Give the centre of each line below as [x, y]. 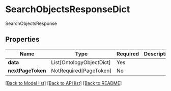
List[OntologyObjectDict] [81, 62]
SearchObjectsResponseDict [68, 9]
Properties [22, 39]
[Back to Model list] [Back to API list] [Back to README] [64, 83]
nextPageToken [27, 71]
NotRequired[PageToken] [81, 71]
